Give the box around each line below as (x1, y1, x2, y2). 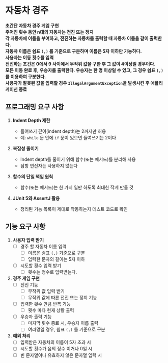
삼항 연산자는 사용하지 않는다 (20, 162, 78, 168)
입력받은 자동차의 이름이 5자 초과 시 (20, 339, 91, 345)
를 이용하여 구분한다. (5, 74, 46, 80)
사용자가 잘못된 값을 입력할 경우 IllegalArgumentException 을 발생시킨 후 (5, 80, 150, 86)
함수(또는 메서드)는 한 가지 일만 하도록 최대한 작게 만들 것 (20, 184, 134, 190)
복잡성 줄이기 (12, 145, 39, 151)
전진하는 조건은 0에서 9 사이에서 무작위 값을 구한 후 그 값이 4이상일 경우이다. (5, 61, 156, 67)
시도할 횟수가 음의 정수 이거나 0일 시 (20, 346, 93, 352)
